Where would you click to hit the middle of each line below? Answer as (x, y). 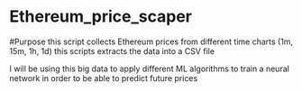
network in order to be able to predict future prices (104, 78)
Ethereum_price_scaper (101, 17)
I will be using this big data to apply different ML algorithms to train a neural (150, 69)
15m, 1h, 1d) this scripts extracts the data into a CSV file (112, 51)
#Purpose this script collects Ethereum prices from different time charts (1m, (151, 41)
